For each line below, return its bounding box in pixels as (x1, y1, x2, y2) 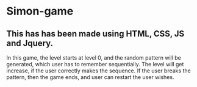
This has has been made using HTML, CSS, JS (6, 29, 185, 39)
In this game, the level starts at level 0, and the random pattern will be (6, 54, 181, 61)
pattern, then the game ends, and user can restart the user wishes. (6, 74, 174, 80)
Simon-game (6, 4, 74, 18)
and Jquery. (6, 38, 54, 48)
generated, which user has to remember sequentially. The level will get (6, 61, 184, 68)
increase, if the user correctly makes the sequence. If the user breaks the (6, 67, 191, 74)
